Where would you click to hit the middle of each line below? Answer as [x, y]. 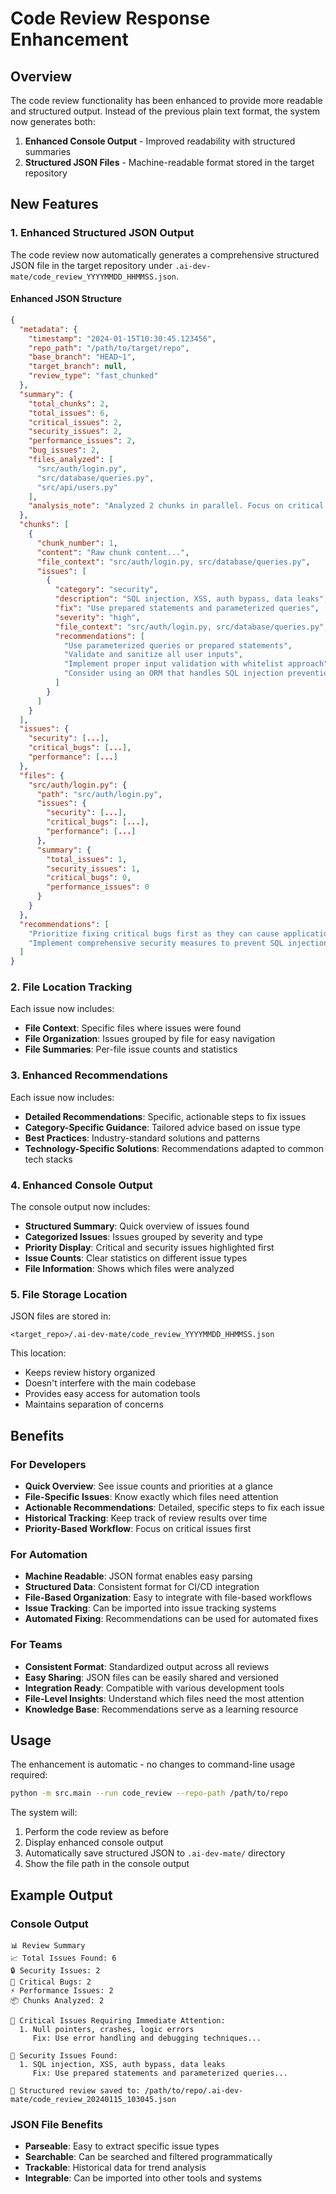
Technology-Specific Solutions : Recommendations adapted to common [174, 1148]
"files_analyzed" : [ [71, 460]
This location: [38, 1353]
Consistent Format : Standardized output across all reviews [147, 1666]
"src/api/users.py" [77, 487]
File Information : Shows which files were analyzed [129, 1269]
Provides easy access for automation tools [112, 1394]
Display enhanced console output [94, 1843]
